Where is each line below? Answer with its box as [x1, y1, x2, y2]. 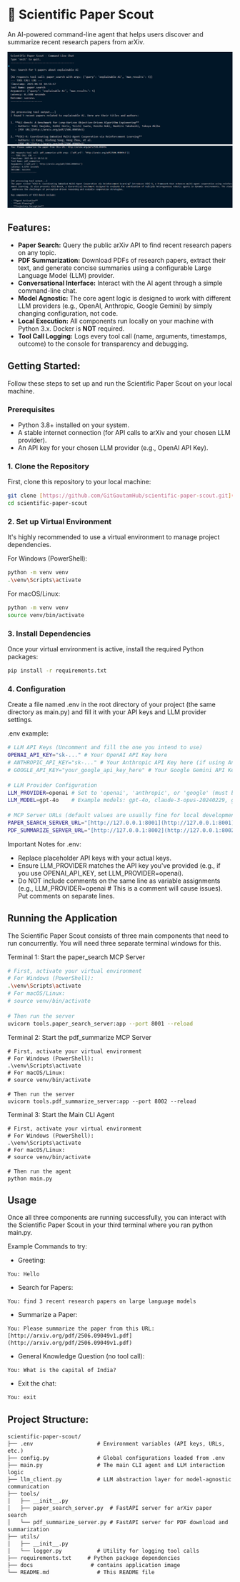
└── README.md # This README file [7, 1569, 155, 1576]
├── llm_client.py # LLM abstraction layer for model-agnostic [7, 1476, 232, 1483]
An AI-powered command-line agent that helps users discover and [7, 30, 204, 39]
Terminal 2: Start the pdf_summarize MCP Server [7, 1033, 152, 1041]
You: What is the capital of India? [7, 1367, 116, 1374]
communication [7, 1483, 50, 1491]
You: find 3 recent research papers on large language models [7, 1298, 196, 1306]
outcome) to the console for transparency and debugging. [17, 339, 189, 348]
